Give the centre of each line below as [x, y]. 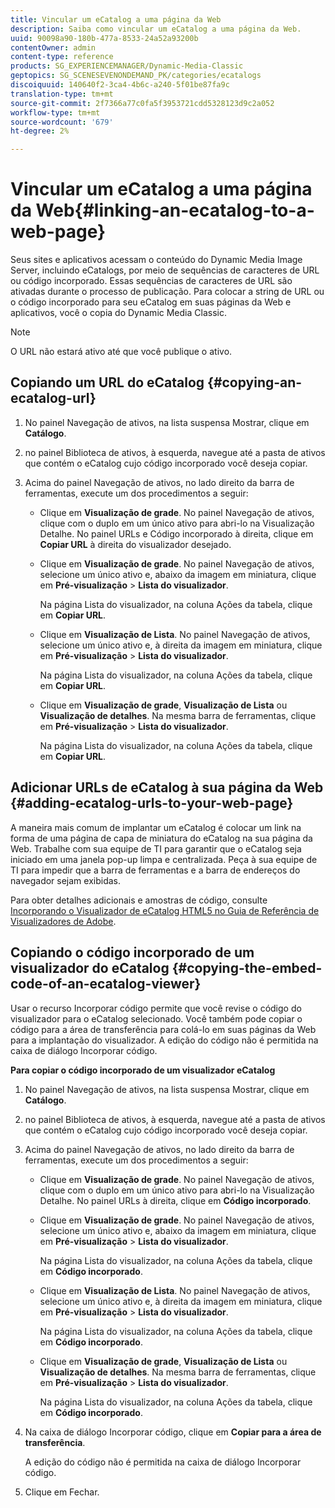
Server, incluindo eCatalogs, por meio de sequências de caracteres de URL [165, 270]
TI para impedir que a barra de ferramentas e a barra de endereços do [155, 870]
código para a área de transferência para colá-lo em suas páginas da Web [163, 1029]
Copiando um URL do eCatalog [107, 382]
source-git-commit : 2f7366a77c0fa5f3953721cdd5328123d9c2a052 [142, 103]
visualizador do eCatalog [90, 968]
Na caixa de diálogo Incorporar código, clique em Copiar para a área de [173, 1432]
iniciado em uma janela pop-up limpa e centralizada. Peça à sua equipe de [164, 859]
